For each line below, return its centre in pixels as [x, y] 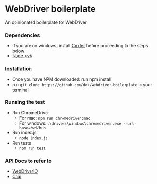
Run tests [22, 143]
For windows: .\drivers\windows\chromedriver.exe [70, 123]
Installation [19, 69]
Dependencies [23, 35]
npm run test [32, 148]
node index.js [33, 138]
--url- [130, 123]
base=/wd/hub [32, 128]
